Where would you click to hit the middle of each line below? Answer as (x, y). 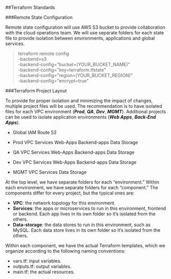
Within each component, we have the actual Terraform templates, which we (85, 245)
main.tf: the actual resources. (44, 272)
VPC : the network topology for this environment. (64, 203)
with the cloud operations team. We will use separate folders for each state (85, 33)
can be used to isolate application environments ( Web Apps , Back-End (81, 117)
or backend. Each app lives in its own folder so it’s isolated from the (84, 214)
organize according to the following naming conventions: (65, 251)
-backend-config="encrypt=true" (53, 81)
